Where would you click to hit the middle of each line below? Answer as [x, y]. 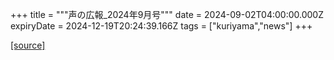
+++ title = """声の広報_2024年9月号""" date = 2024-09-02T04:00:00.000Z [167, 14]
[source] [28, 45]
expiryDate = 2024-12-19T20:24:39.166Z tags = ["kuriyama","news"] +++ [161, 26]
